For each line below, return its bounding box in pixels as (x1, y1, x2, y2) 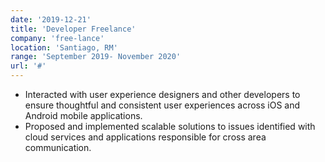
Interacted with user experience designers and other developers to (24, 89, 301, 100)
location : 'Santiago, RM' (10, 42, 118, 53)
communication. (24, 142, 92, 153)
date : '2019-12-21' (10, 14, 92, 25)
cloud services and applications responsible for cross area (24, 131, 267, 143)
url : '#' (10, 61, 47, 71)
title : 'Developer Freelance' (10, 24, 137, 34)
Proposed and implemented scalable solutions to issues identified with (24, 121, 316, 132)
